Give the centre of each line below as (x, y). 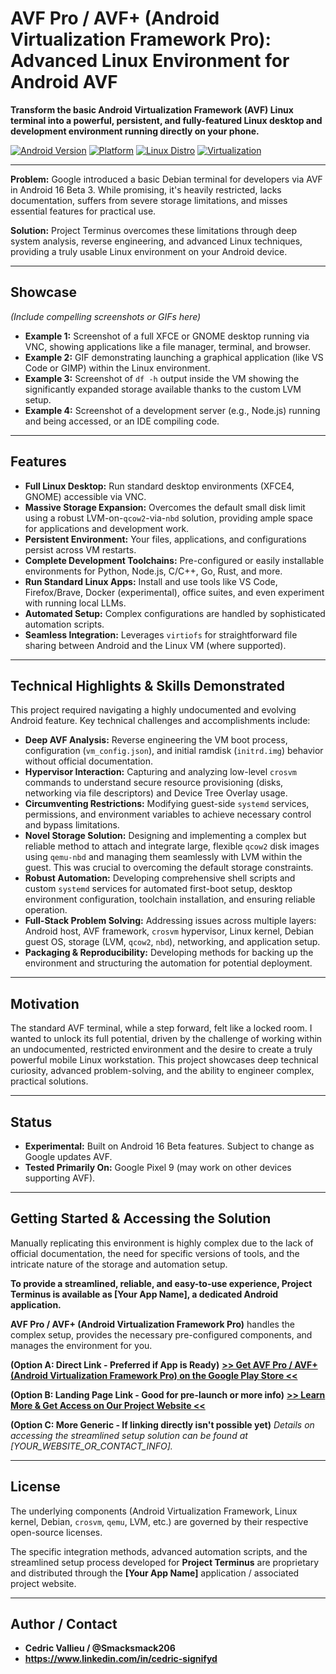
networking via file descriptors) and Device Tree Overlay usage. (156, 793)
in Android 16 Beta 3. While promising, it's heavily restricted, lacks (146, 189)
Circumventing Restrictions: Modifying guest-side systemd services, (167, 804)
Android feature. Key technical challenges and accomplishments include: (160, 721)
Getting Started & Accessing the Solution (141, 1218)
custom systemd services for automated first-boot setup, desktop (158, 889)
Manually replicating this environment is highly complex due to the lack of (162, 1243)
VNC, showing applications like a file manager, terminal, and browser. (167, 346)
